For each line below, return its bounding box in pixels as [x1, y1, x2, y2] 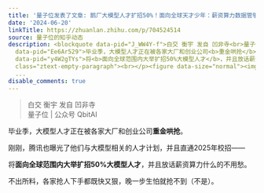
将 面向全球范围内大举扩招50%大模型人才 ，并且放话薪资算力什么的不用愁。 [8, 159, 251, 169]
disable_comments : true [8, 77, 86, 85]
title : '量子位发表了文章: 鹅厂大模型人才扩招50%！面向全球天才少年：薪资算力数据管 [8, 11, 253, 20]
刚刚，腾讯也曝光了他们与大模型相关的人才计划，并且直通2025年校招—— [8, 143, 246, 152]
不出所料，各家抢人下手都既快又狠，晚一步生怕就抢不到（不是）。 [8, 176, 218, 185]
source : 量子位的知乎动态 [8, 33, 84, 42]
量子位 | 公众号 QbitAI [27, 109, 97, 118]
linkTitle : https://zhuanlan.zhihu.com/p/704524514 [8, 26, 181, 34]
